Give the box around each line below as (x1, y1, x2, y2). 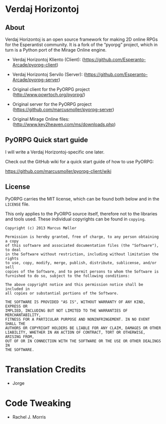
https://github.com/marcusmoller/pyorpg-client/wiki (5, 168, 112, 174)
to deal (5, 247, 21, 252)
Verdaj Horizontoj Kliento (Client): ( (12, 57, 84, 63)
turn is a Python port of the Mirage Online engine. (5, 47, 107, 53)
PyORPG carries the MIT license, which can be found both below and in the (5, 196, 160, 202)
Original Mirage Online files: (12, 116, 70, 122)
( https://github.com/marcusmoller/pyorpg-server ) (12, 107, 114, 112)
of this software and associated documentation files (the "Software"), (5, 243, 159, 248)
